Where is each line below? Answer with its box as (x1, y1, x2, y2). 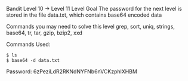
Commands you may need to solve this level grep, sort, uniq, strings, (6, 23, 175, 30)
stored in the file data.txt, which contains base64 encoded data (6, 11, 162, 18)
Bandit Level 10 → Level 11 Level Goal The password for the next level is (6, 5, 182, 12)
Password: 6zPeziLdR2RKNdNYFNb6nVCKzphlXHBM (6, 68, 137, 75)
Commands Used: (6, 41, 51, 48)
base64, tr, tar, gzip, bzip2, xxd (6, 29, 82, 36)
